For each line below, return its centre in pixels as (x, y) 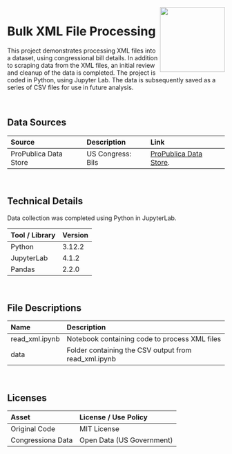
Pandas (23, 269)
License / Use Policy (114, 417)
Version (75, 235)
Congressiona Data (42, 440)
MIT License (99, 429)
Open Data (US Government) (126, 440)
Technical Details (45, 201)
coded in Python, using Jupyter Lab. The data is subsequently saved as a (112, 80)
